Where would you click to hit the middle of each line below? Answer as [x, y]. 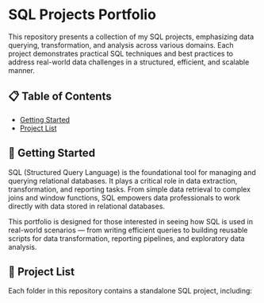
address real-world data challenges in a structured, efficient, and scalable [129, 62]
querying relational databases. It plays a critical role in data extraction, [123, 181]
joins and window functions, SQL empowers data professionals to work [124, 197]
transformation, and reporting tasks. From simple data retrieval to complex [130, 189]
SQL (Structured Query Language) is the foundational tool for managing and [132, 172]
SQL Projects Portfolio [82, 15]
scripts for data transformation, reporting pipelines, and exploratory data [126, 238]
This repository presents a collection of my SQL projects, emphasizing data [131, 37]
